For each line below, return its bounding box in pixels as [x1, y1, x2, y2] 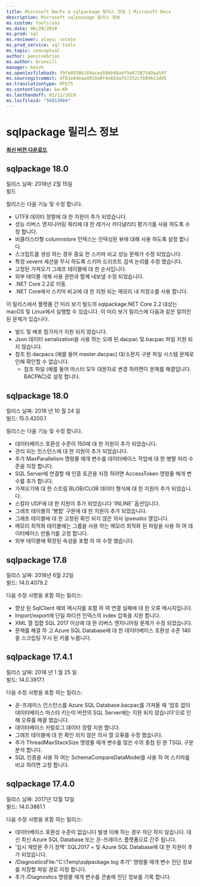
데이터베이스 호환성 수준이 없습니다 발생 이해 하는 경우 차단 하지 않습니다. [14, 828, 186, 835]
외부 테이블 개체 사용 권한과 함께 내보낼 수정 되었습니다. [14, 273, 144, 280]
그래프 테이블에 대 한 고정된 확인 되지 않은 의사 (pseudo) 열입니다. [14, 515, 169, 522]
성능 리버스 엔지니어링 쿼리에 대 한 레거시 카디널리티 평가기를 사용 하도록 [14, 220, 184, 228]
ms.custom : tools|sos [6, 20, 60, 26]
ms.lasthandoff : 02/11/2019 [6, 92, 76, 98]
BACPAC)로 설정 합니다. [23, 373, 81, 380]
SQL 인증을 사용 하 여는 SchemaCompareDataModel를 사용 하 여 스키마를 [14, 753, 190, 761]
